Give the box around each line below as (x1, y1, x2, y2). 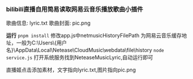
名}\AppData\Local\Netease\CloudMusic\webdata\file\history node (6, 47, 164, 54)
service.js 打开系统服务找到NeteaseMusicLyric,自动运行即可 (6, 54, 153, 61)
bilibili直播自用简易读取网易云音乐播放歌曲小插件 (6, 5, 143, 13)
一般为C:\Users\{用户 (16, 39, 67, 46)
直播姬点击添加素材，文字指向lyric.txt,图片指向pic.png (6, 66, 136, 74)
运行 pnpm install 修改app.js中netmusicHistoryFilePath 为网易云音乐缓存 (6, 32, 182, 39)
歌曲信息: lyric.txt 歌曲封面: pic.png (6, 19, 91, 27)
